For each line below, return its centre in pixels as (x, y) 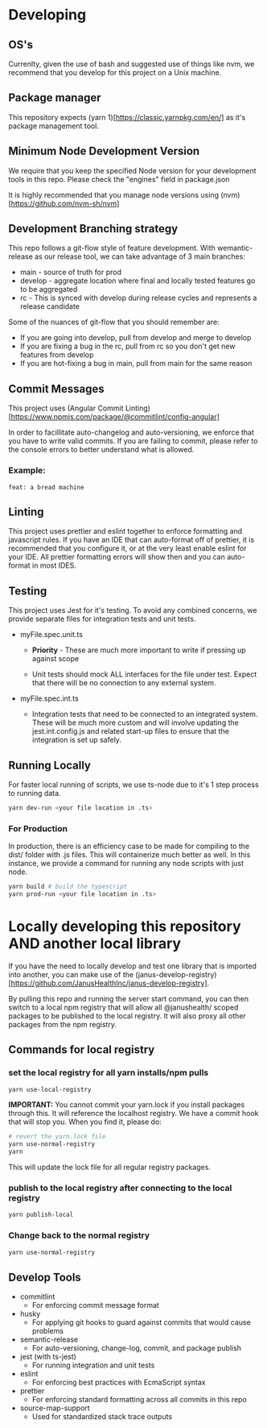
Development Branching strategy (93, 229)
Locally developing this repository (125, 927)
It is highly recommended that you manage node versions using (114, 194)
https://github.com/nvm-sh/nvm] (65, 203)
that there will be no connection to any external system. (124, 683)
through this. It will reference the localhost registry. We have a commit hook (133, 1114)
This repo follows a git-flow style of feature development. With (112, 248)
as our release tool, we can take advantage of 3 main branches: (140, 256)
